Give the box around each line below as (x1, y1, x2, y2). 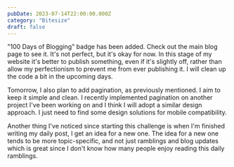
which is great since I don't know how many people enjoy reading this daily (7, 145, 225, 153)
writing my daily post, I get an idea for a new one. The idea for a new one (7, 129, 219, 138)
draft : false (7, 23, 46, 30)
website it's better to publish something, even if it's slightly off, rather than (7, 58, 223, 66)
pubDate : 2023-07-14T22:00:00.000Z (7, 10, 112, 18)
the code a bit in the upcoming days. (7, 72, 114, 81)
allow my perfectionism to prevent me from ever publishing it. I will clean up (7, 65, 226, 74)
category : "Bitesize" (7, 17, 71, 24)
